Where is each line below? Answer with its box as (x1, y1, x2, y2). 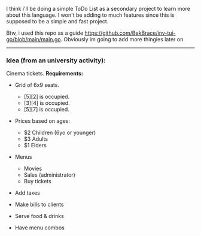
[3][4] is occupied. (23, 99, 70, 107)
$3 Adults (23, 135, 48, 143)
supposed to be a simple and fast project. (6, 18, 109, 25)
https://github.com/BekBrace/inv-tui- (84, 29, 176, 37)
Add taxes (14, 189, 40, 196)
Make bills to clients (14, 201, 64, 208)
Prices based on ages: (14, 117, 71, 125)
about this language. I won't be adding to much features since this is (6, 11, 175, 19)
